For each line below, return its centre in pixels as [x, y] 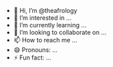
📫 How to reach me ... [45, 40]
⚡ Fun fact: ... [32, 57]
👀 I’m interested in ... [42, 18]
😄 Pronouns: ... [36, 50]
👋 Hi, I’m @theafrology [45, 11]
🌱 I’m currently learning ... [50, 25]
